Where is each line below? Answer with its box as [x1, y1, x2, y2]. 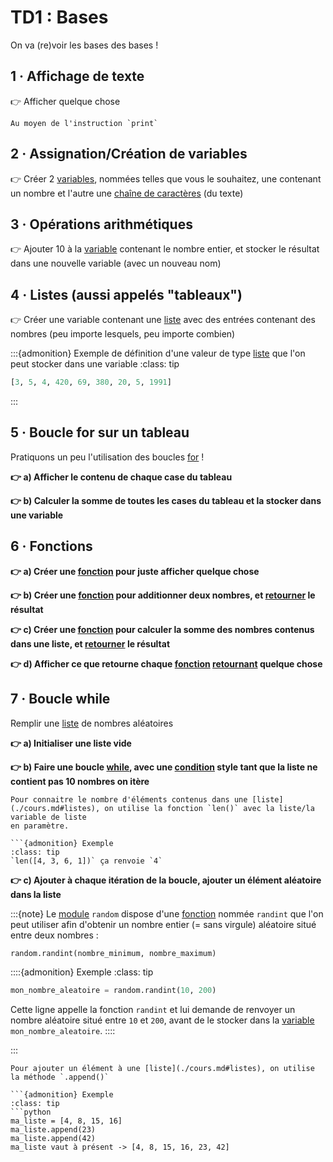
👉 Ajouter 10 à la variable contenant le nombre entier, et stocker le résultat [10, 243, 320, 255]
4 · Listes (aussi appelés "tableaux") [10, 286, 243, 303]
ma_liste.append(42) [10, 1134, 97, 1144]
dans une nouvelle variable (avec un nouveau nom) [10, 257, 222, 270]
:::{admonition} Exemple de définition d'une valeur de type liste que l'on [10, 347, 306, 360]
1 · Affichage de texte [10, 68, 145, 85]
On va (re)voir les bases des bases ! [10, 39, 159, 51]
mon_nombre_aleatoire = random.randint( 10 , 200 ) [10, 986, 217, 996]
